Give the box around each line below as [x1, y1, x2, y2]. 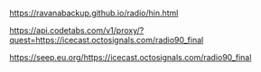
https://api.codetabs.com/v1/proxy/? [9, 25, 144, 35]
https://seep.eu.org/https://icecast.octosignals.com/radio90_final [9, 52, 252, 62]
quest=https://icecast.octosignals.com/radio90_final [9, 35, 204, 45]
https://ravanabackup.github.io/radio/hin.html [9, 8, 179, 18]
